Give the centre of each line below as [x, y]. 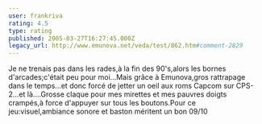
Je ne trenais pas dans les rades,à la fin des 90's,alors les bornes [117, 68]
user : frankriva [35, 16]
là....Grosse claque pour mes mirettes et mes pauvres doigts [127, 94]
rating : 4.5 [28, 23]
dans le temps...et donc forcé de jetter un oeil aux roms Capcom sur [121, 86]
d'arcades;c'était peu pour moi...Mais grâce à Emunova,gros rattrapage [127, 77]
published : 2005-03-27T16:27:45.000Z [72, 38]
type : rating [30, 31]
